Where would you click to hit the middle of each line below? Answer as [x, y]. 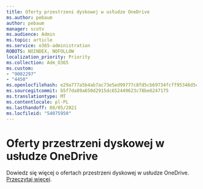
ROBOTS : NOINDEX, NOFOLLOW [40, 51]
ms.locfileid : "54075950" [39, 113]
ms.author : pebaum [29, 18]
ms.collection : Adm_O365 [37, 62]
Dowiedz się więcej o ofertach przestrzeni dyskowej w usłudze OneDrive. [98, 173]
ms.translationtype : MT [36, 96]
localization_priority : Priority [48, 57]
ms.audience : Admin [31, 35]
